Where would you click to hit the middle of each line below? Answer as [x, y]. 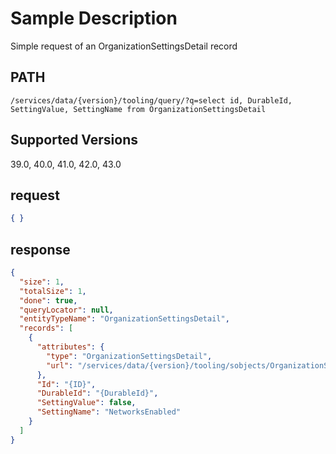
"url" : [60, 365]
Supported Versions [74, 140]
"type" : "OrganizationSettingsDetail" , [129, 356]
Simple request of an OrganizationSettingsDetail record [124, 46]
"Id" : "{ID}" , [66, 384]
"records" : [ [46, 328]
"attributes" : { [70, 347]
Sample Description [94, 18]
